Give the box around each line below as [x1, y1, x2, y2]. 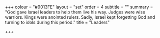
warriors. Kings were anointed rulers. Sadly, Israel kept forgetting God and [5, 14, 156, 20]
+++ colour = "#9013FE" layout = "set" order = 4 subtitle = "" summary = [5, 4, 153, 10]
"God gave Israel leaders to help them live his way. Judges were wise [5, 9, 146, 15]
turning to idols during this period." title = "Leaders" [5, 19, 110, 25]
